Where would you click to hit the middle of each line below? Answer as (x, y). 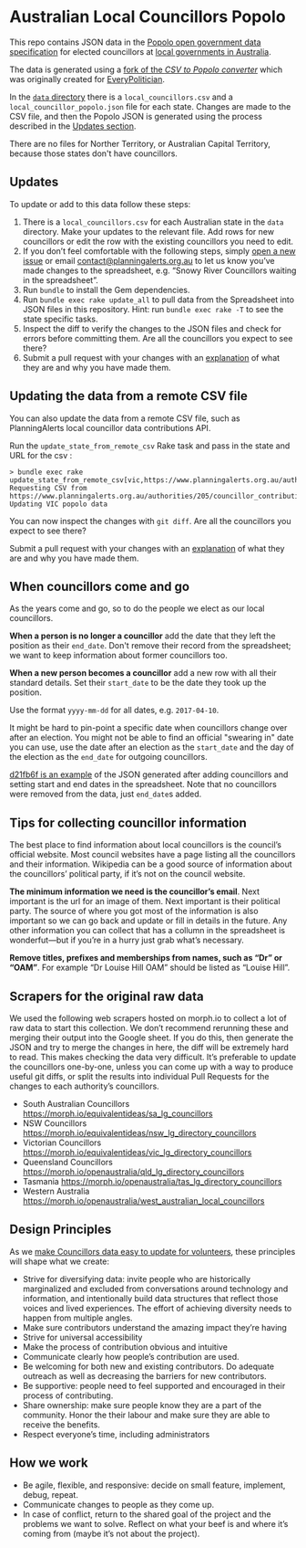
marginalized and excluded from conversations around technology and (155, 1289)
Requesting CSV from (49, 488)
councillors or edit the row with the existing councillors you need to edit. (158, 241)
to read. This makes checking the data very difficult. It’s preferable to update (153, 1057)
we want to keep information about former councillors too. (118, 656)
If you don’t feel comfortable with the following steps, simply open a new (159, 251)
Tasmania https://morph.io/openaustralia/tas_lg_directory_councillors (152, 1181)
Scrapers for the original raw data (107, 996)
